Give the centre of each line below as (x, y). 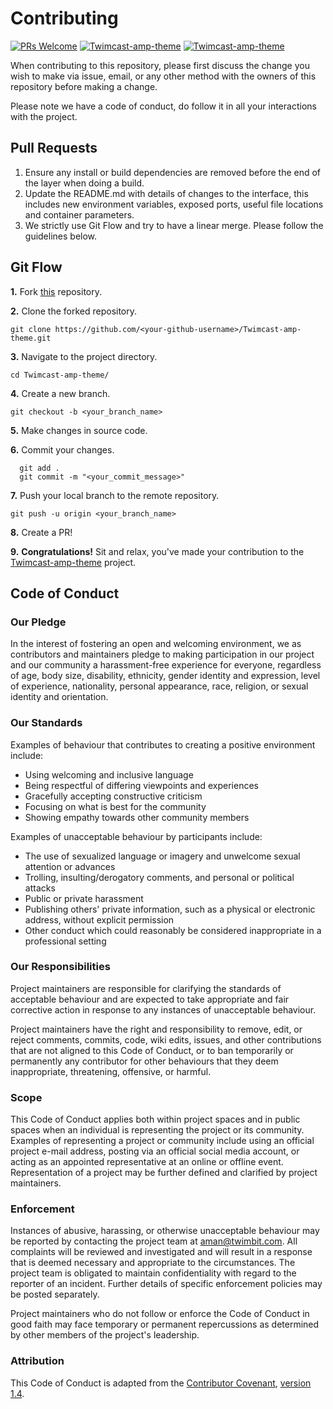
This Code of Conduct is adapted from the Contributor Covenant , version (161, 1383)
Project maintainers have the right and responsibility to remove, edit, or (156, 1029)
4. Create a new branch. (60, 393)
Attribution (37, 1361)
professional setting (65, 941)
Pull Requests (54, 148)
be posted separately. (55, 1294)
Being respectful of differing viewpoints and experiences (141, 785)
